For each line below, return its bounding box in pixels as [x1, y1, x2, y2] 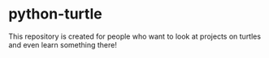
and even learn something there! [8, 39, 118, 49]
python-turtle [8, 5, 103, 23]
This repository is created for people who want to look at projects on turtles [8, 31, 262, 41]
